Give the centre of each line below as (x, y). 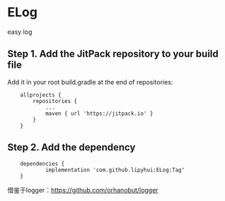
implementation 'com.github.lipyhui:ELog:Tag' (115, 170)
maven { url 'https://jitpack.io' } (99, 114)
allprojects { (41, 95)
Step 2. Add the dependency (71, 148)
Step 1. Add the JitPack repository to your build (113, 54)
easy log (20, 32)
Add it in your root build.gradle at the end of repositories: (90, 82)
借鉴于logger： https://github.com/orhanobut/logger (83, 190)
